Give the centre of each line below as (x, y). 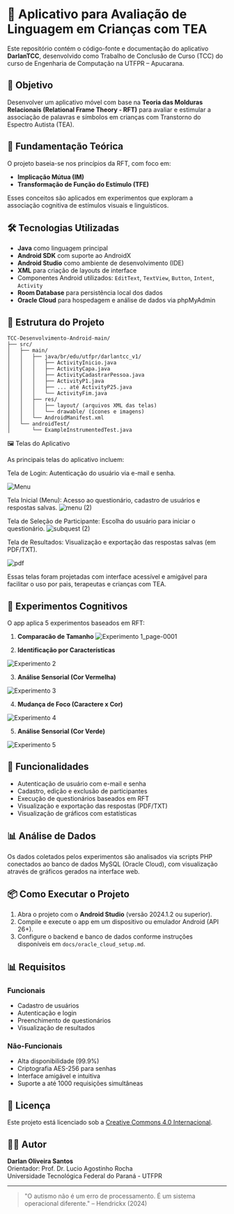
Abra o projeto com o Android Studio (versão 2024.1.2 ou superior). (115, 914)
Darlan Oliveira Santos (40, 1161)
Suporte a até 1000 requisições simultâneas (80, 1083)
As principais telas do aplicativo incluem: (66, 460)
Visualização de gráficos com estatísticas (77, 813)
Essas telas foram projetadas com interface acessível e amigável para (107, 577)
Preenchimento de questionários (64, 1020)
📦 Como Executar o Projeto (69, 894)
